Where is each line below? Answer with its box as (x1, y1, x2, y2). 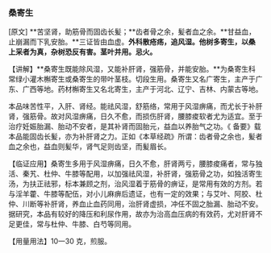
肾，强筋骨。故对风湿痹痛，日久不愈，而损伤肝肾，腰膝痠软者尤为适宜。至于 (8, 111, 263, 122)
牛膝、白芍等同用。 (71, 219, 135, 229)
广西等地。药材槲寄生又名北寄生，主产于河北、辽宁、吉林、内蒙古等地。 (22, 85, 263, 94)
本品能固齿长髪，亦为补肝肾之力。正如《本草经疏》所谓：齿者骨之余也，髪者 (8, 131, 263, 142)
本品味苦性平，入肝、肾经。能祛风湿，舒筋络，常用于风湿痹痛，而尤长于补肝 (8, 102, 263, 111)
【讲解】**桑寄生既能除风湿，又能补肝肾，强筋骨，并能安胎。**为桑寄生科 (8, 64, 256, 74)
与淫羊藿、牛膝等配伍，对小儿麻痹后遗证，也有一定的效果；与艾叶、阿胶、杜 (8, 189, 263, 199)
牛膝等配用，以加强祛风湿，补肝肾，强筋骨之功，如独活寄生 (64, 169, 263, 179)
